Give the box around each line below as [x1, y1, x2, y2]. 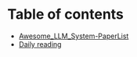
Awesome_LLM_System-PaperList [18, 31, 129, 41]
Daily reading [18, 39, 62, 48]
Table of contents [7, 5, 124, 23]
